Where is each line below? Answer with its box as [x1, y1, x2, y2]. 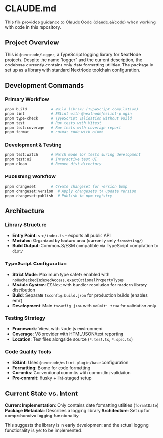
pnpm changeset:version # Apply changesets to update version [5, 189, 137, 194]
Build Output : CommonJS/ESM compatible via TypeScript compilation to [12, 243, 159, 249]
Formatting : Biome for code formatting [12, 365, 91, 371]
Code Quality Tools [5, 348, 51, 355]
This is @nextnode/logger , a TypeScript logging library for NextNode [5, 51, 141, 57]
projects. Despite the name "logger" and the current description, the [5, 57, 143, 63]
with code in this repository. [5, 24, 61, 30]
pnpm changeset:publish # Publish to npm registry [5, 193, 112, 198]
